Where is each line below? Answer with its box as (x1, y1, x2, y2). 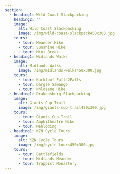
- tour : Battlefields (18, 152, 64, 157)
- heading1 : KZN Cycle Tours (9, 128, 70, 133)
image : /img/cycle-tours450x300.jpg (18, 142, 95, 148)
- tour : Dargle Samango (18, 82, 68, 87)
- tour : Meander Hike (18, 40, 64, 45)
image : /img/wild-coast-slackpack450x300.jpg (18, 31, 115, 36)
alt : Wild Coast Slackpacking (18, 26, 81, 31)
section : (5, 7, 23, 13)
